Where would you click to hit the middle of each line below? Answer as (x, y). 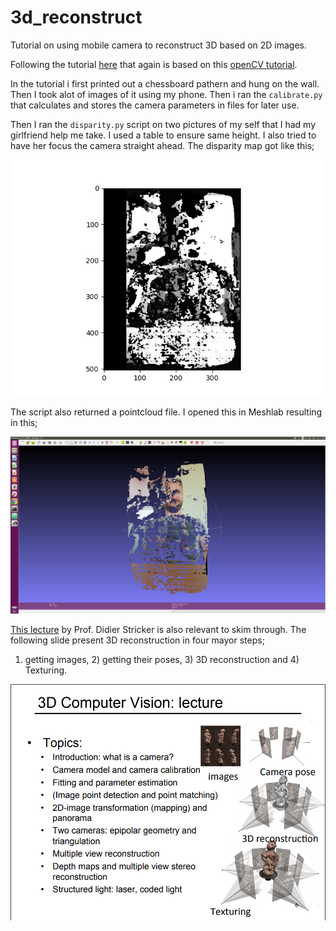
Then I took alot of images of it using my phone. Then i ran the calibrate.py (166, 94)
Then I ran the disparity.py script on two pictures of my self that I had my (163, 124)
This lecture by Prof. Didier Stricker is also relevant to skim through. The (158, 630)
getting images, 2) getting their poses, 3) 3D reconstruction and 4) (162, 660)
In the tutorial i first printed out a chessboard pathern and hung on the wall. (165, 83)
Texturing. (46, 670)
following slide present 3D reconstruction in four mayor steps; (137, 640)
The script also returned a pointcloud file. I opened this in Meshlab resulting (166, 412)
